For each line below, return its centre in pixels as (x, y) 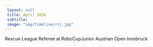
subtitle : (17, 19)
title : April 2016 (27, 15)
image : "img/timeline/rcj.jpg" (40, 24)
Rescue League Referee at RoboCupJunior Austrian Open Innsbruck (76, 39)
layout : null (21, 10)
